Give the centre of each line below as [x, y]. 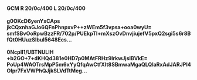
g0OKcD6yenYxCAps [33, 21]
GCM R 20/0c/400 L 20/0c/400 [46, 8]
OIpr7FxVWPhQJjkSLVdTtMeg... [47, 71]
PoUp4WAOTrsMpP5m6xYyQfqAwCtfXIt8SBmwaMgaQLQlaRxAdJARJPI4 [99, 65]
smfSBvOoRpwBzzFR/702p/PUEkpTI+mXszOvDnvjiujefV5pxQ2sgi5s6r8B [99, 34]
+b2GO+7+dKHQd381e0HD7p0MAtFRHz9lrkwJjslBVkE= [77, 58]
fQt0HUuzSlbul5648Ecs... [39, 40]
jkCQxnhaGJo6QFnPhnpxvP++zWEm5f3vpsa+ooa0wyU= [79, 27]
